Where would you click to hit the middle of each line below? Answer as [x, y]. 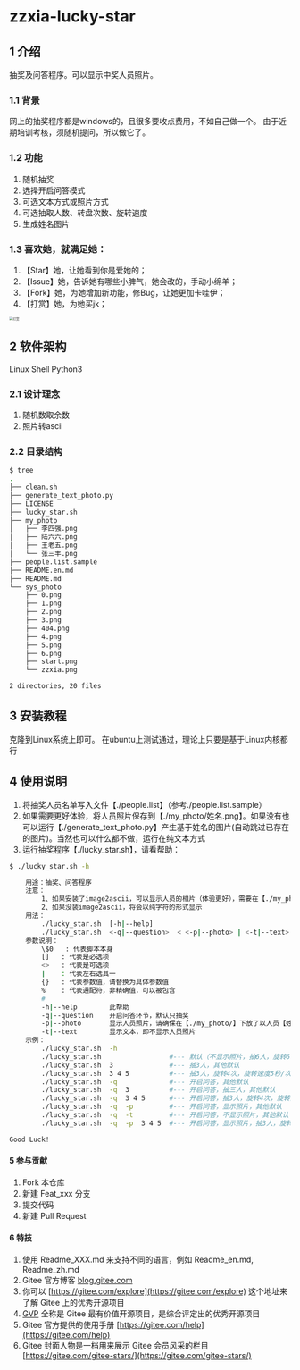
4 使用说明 [38, 782]
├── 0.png [44, 595]
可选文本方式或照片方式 [65, 201]
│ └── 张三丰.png [43, 554]
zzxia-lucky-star [72, 17]
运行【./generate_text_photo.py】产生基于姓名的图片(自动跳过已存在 [164, 827]
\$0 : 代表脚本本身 [77, 949]
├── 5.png [44, 645]
